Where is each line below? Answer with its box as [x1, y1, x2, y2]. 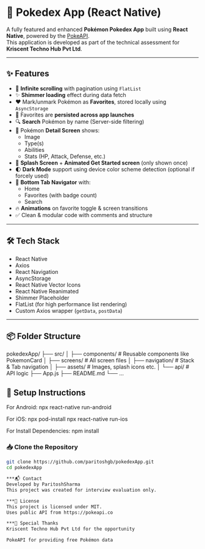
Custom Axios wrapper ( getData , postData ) [15, 307, 123, 314]
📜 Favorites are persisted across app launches [15, 111, 134, 118]
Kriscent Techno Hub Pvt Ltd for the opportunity [6, 526, 135, 533]
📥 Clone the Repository [6, 443, 78, 451]
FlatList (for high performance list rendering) [15, 300, 128, 307]
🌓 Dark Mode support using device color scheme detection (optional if [15, 165, 195, 173]
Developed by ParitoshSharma [6, 481, 81, 487]
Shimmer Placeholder [15, 294, 70, 301]
